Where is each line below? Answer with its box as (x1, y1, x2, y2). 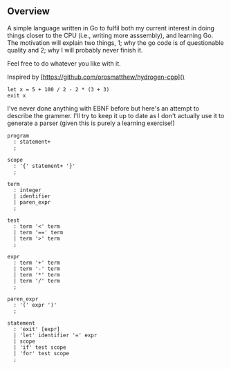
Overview (7, 6, 50, 17)
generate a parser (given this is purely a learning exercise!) (7, 119, 175, 127)
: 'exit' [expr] (13, 325, 60, 332)
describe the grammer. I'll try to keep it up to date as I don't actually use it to (7, 111, 225, 120)
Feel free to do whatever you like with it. (7, 59, 121, 68)
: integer (13, 187, 41, 193)
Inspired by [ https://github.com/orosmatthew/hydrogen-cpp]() (7, 73, 185, 81)
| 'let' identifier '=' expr (13, 332, 98, 339)
